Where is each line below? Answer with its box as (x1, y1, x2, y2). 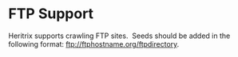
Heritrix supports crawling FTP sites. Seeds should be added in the (8, 31, 231, 40)
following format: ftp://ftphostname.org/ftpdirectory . (8, 39, 180, 48)
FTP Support (8, 5, 94, 23)
